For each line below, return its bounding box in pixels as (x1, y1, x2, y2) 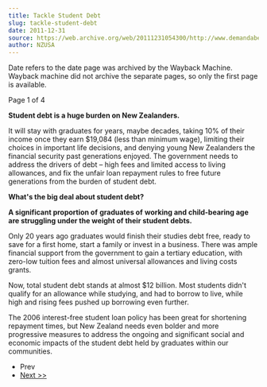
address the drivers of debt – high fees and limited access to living (8, 160, 226, 169)
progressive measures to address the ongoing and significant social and (8, 330, 245, 339)
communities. (8, 346, 53, 356)
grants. (8, 265, 32, 275)
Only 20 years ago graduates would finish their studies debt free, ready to (8, 231, 250, 241)
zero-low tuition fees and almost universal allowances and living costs (8, 257, 238, 266)
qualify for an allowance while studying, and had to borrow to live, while (8, 289, 244, 299)
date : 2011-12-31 (8, 26, 66, 34)
